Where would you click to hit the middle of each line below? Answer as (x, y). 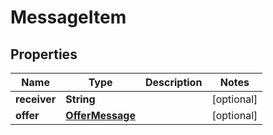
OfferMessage (100, 115)
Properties (44, 54)
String (80, 99)
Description (173, 82)
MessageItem (68, 17)
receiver (36, 99)
